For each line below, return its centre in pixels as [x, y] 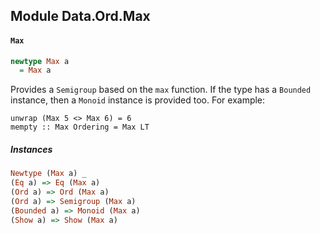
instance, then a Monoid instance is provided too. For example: [138, 100]
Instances [31, 149]
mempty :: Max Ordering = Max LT [80, 127]
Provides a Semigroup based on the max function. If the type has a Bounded [161, 90]
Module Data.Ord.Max [80, 16]
